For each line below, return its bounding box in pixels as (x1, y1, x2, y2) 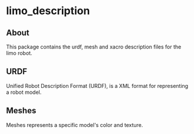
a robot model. (6, 89, 42, 96)
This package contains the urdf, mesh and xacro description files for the (6, 43, 182, 50)
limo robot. (6, 50, 32, 57)
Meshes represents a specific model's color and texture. (6, 121, 143, 128)
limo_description (6, 4, 90, 18)
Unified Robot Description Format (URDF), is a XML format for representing (6, 82, 189, 89)
